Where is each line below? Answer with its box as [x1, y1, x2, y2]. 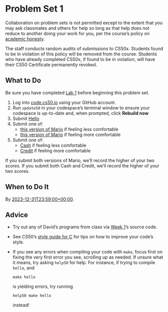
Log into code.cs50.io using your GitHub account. [12, 99, 116, 105]
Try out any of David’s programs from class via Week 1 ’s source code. [12, 224, 157, 230]
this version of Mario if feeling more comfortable [20, 132, 121, 138]
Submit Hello [12, 115, 39, 121]
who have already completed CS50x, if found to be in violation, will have [5, 56, 155, 62]
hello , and [12, 265, 35, 271]
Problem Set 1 [5, 3, 64, 15]
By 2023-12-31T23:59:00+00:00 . [5, 196, 75, 202]
